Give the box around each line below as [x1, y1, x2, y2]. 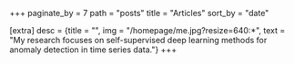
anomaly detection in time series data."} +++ [9, 44, 177, 55]
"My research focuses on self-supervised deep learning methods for [9, 35, 268, 45]
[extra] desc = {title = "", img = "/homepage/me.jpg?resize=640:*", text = [9, 25, 286, 35]
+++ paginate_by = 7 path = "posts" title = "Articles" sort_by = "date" [9, 8, 269, 18]
